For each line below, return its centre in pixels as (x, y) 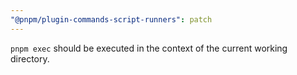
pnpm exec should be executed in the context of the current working (149, 48)
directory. (30, 58)
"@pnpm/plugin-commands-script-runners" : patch (111, 19)
